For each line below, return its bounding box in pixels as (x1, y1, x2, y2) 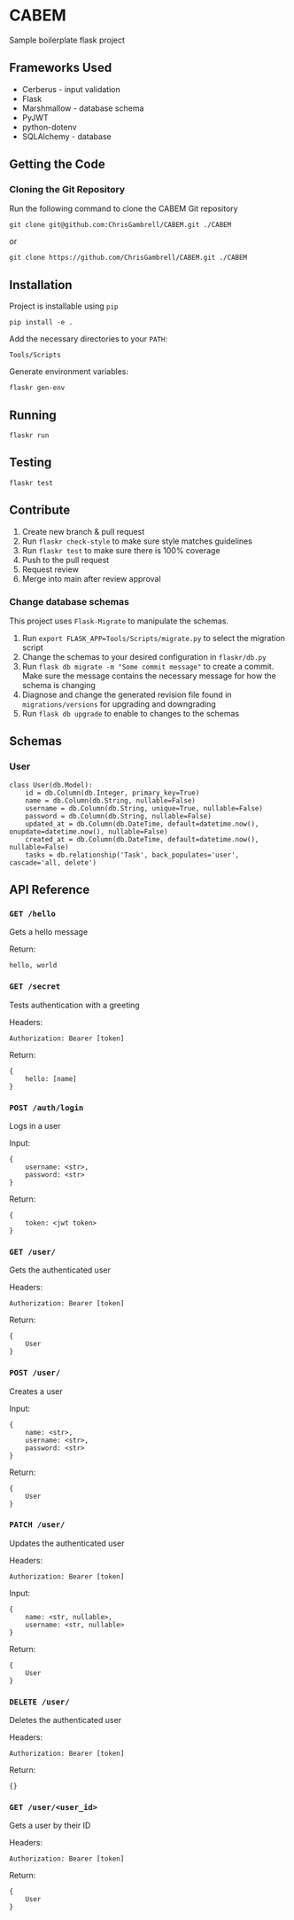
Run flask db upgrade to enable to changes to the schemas (21, 708, 240, 718)
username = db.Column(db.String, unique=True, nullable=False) (25, 803, 264, 812)
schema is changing (21, 679, 96, 690)
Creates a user (9, 1385, 64, 1397)
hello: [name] (25, 1074, 77, 1083)
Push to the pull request (21, 554, 110, 565)
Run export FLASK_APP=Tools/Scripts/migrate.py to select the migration (21, 632, 286, 643)
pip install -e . (9, 318, 73, 327)
